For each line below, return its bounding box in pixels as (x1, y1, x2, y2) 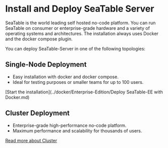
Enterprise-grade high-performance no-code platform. (12, 122, 127, 128)
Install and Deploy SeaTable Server (5, 3, 154, 15)
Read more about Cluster (5, 137, 58, 143)
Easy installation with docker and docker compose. (12, 74, 119, 80)
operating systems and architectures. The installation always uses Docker (5, 30, 159, 36)
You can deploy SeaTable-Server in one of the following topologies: (5, 45, 145, 52)
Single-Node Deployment (5, 60, 87, 69)
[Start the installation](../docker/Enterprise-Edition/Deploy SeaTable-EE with (5, 89, 163, 95)
